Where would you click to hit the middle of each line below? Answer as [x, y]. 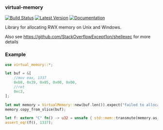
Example [16, 55]
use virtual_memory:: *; [29, 65]
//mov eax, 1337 [30, 78]
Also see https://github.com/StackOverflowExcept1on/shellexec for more [78, 37]
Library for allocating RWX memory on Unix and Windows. [63, 27]
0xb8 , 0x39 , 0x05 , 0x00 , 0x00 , [45, 83]
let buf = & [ [18, 74]
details [12, 42]
